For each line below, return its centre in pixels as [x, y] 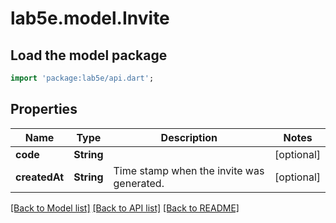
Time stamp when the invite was [189, 170]
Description [189, 137]
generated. [139, 183]
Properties [44, 109]
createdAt [40, 177]
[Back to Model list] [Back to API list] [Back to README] [125, 208]
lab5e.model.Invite [90, 18]
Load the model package [89, 55]
